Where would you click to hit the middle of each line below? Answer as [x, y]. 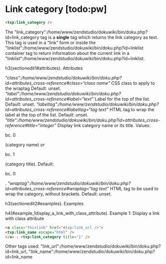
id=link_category [22, 37]
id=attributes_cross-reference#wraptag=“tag [52, 188]
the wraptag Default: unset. [33, 88]
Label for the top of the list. [123, 99]
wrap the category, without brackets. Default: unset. [58, 194]
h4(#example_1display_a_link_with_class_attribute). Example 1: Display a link [83, 213]
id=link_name [19, 257]
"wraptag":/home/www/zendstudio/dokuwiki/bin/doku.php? [69, 183]
